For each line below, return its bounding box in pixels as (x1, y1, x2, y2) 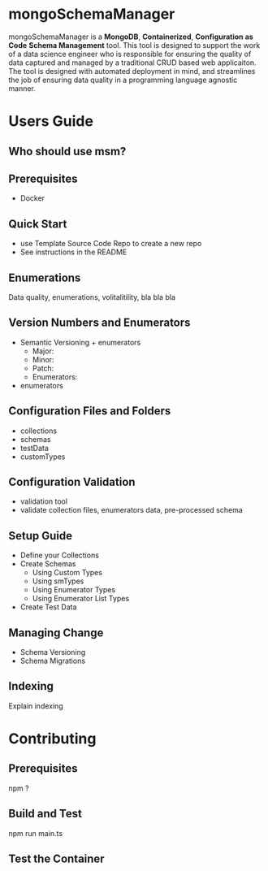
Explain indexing (8, 700, 63, 711)
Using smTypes (32, 576, 84, 586)
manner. (8, 83, 37, 93)
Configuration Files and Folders (8, 404, 171, 418)
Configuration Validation (8, 474, 136, 488)
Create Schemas (19, 559, 76, 569)
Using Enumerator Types (32, 585, 116, 595)
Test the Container (8, 852, 105, 866)
